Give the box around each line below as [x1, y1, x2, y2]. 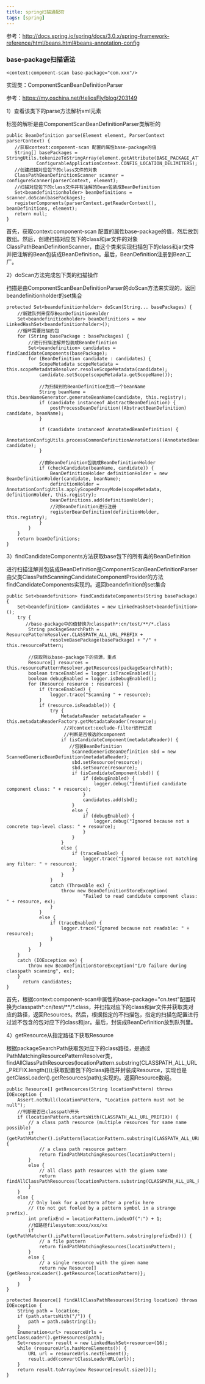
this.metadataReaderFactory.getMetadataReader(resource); [6, 718, 157, 725]
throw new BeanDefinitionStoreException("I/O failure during [28, 963, 187, 969]
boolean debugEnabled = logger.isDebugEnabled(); [28, 675, 157, 682]
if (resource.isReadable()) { [38, 702, 116, 708]
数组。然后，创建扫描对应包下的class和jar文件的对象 [6, 235, 138, 242]
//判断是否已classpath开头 [17, 1108, 79, 1115]
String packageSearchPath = [28, 626, 99, 632]
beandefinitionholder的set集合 [6, 292, 82, 299]
